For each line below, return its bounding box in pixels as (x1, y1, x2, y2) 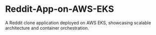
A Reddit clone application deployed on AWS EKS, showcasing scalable (5, 20, 152, 26)
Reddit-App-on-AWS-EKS (5, 3, 114, 15)
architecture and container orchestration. (5, 25, 89, 31)
